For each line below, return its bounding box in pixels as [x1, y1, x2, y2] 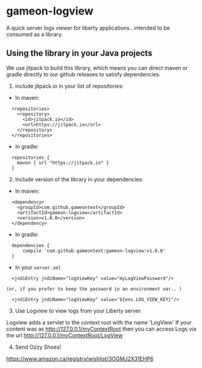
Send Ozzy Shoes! [14, 343, 62, 350]
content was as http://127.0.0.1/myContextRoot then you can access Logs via [6, 325, 197, 332]
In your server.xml [14, 263, 62, 271]
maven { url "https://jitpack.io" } [17, 160, 110, 166]
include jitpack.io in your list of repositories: [14, 82, 124, 89]
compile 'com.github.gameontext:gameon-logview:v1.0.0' [22, 248, 166, 254]
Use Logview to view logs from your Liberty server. [14, 307, 142, 314]
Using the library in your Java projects [6, 48, 153, 59]
